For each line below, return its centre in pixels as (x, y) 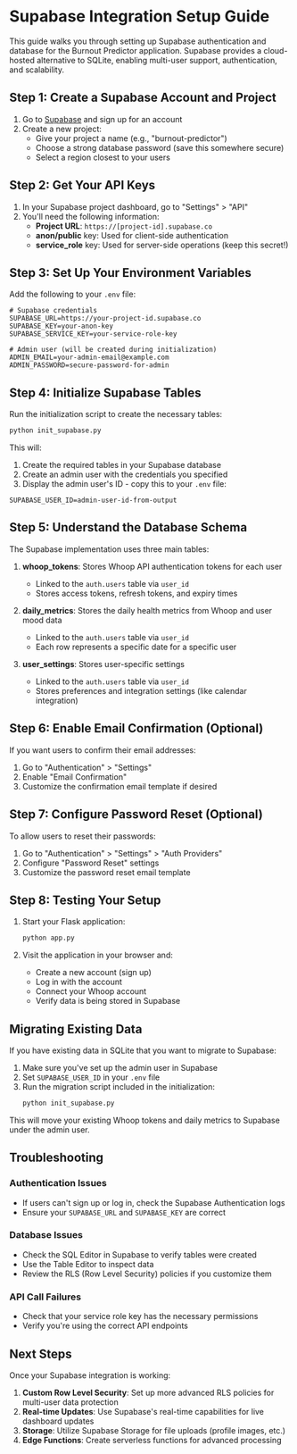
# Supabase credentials (54, 311)
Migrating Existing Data (76, 1029)
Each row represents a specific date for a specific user (136, 647)
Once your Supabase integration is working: (90, 1375)
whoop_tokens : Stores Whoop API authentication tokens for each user (152, 566)
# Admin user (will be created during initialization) (113, 350)
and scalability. (37, 70)
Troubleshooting (57, 1158)
